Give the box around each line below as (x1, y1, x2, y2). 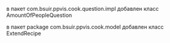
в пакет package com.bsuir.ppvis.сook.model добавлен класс (6, 24, 164, 30)
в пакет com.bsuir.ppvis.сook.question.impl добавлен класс (6, 5, 160, 12)
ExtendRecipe (6, 30, 41, 37)
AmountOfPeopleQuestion (6, 12, 73, 19)
